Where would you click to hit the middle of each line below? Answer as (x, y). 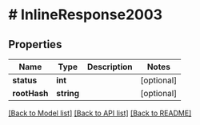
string (68, 93)
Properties (35, 44)
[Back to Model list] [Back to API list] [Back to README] (100, 113)
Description (110, 67)
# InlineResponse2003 (85, 15)
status (25, 80)
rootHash (30, 93)
